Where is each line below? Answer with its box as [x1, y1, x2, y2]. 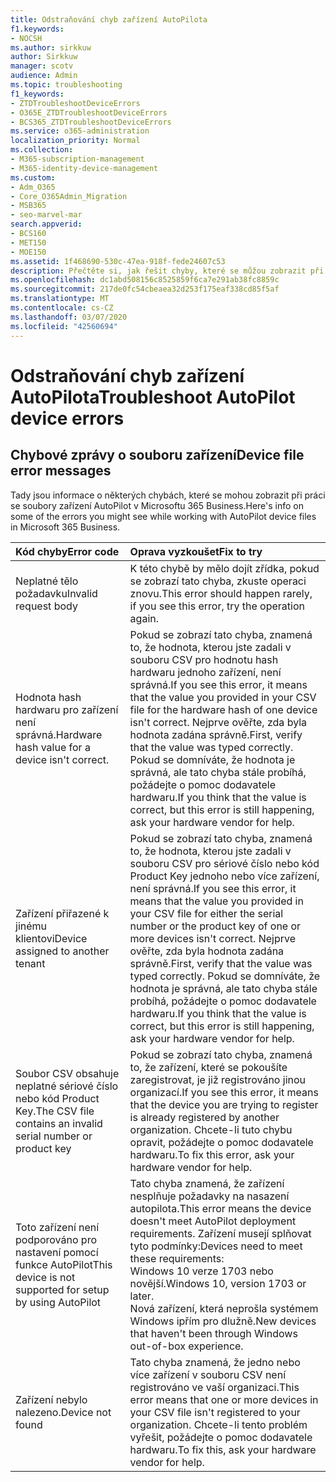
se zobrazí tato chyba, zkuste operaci [129, 574, 307, 588]
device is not [15, 1270, 76, 1284]
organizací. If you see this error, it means [129, 1085, 319, 1099]
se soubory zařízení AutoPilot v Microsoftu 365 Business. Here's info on [10, 499, 305, 511]
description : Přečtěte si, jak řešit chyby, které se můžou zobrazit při [10, 266, 325, 276]
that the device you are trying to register [129, 1097, 319, 1111]
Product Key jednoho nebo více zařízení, [129, 869, 320, 883]
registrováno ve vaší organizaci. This [129, 1380, 300, 1394]
